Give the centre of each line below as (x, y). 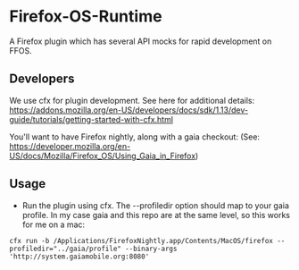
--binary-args (151, 249)
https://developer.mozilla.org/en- (70, 146)
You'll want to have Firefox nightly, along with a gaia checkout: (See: (135, 137)
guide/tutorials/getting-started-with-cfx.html (91, 119)
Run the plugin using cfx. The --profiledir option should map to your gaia (156, 205)
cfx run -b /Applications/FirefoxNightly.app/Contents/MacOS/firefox (141, 240)
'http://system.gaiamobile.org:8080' (79, 257)
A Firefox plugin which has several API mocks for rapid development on (141, 41)
